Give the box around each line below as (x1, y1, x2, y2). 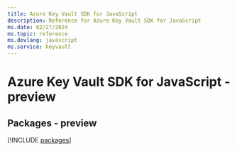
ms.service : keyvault (7, 43, 72, 50)
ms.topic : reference (7, 30, 69, 38)
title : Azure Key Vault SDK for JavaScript (7, 10, 138, 18)
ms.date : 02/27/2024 (7, 23, 69, 30)
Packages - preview (7, 117, 97, 129)
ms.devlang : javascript (7, 37, 78, 44)
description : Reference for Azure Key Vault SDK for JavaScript (7, 17, 202, 24)
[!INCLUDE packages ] (7, 136, 72, 144)
